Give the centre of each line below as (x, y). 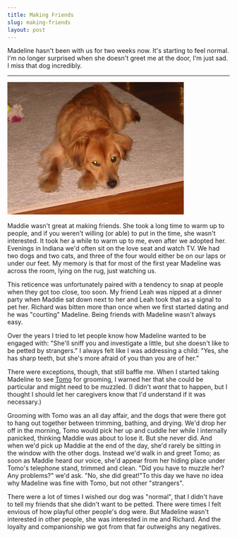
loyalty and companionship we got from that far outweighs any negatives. (114, 527)
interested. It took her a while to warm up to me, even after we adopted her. (117, 241)
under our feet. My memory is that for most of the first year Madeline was (114, 263)
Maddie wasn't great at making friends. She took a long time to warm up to (116, 226)
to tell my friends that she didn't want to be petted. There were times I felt (114, 504)
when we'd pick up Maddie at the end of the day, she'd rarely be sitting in (114, 446)
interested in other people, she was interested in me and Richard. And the (114, 520)
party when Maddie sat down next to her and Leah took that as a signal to (114, 299)
